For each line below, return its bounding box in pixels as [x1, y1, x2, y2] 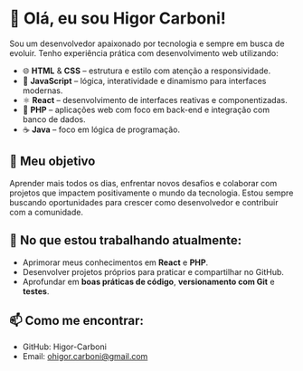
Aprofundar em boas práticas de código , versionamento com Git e [22, 276, 275, 287]
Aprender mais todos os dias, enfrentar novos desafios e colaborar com [9, 177, 278, 188]
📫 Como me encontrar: [9, 312, 145, 328]
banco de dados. [22, 113, 86, 125]
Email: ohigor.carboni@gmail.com [22, 351, 148, 362]
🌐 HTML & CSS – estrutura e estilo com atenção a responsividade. [22, 65, 271, 76]
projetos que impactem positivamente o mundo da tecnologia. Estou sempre [9, 187, 294, 198]
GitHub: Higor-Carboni [22, 341, 107, 352]
